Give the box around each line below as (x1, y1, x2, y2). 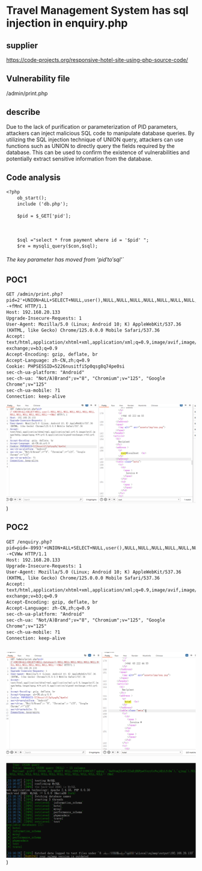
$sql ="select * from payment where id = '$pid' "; (17, 237, 149, 244)
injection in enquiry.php (6, 16, 128, 30)
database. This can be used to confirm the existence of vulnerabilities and (6, 149, 190, 156)
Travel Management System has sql (6, 4, 189, 17)
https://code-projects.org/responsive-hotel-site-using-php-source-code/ (6, 57, 188, 63)
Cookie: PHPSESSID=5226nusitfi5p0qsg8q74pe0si (6, 363, 125, 370)
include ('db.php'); (17, 201, 69, 208)
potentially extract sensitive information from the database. (6, 155, 153, 162)
